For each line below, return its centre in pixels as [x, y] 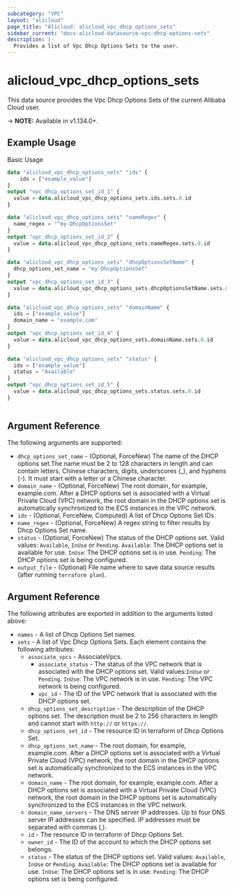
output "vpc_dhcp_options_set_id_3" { [63, 282]
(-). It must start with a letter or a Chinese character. [92, 478]
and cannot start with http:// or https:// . [88, 723]
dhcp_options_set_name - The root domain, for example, [107, 746]
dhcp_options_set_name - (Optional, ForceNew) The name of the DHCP [118, 456]
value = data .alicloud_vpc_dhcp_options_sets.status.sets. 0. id [107, 391]
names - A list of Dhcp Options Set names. [77, 635]
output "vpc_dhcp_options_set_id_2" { [63, 237]
